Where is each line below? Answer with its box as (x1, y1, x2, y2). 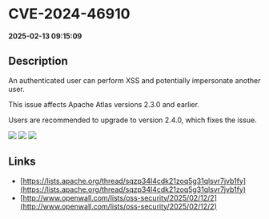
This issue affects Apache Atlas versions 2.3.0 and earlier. (8, 99, 200, 109)
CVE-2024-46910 (8, 5, 130, 23)
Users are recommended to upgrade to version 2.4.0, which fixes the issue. (8, 115, 258, 125)
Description (8, 54, 68, 68)
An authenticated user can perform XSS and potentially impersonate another (8, 75, 261, 85)
